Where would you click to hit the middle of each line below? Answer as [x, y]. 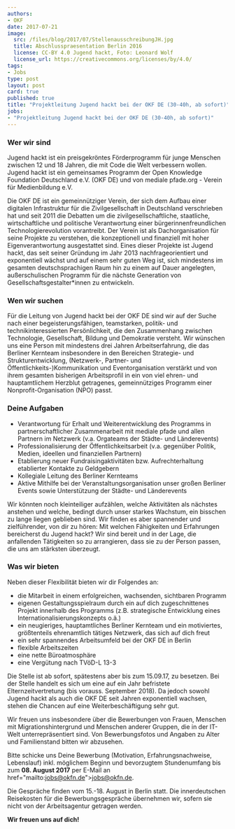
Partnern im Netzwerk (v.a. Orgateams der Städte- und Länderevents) [118, 439]
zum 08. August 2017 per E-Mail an [59, 770]
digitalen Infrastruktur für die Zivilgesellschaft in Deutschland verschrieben [115, 208]
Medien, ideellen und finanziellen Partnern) [79, 453]
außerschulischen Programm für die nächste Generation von [94, 275]
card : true [23, 92]
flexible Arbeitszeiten [48, 647]
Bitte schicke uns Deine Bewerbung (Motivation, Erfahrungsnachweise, [109, 755]
